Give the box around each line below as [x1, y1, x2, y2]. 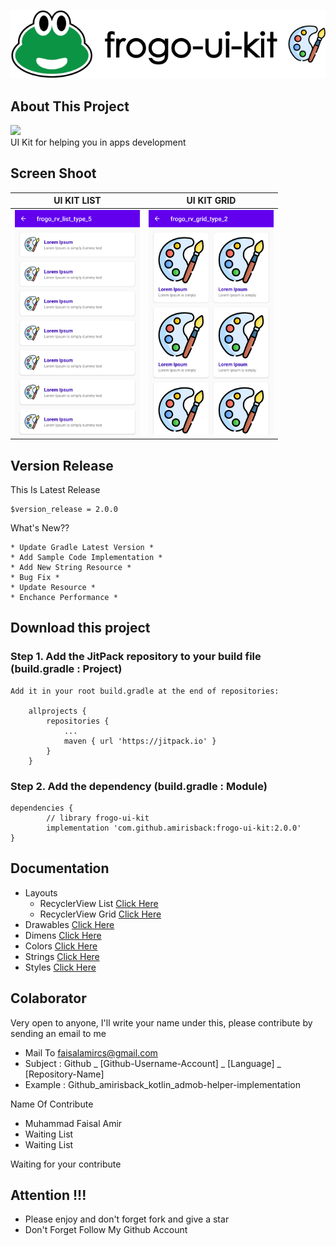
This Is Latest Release [10, 483, 101, 495]
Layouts [24, 886, 58, 899]
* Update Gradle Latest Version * [10, 542, 155, 552]
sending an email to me [10, 1027, 107, 1039]
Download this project [10, 620, 151, 637]
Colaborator [10, 990, 87, 1007]
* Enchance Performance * [10, 592, 118, 602]
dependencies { [10, 803, 74, 813]
